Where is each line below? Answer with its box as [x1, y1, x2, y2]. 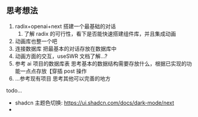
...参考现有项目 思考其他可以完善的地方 [14, 75, 111, 82]
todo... [6, 87, 22, 94]
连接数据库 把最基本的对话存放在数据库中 [14, 45, 117, 52]
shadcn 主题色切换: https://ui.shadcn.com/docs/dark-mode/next [14, 99, 175, 106]
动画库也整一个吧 [14, 38, 58, 45]
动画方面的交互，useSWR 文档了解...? [14, 53, 108, 60]
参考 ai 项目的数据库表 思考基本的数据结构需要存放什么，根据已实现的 [14, 60, 187, 67]
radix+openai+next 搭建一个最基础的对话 [14, 23, 116, 30]
